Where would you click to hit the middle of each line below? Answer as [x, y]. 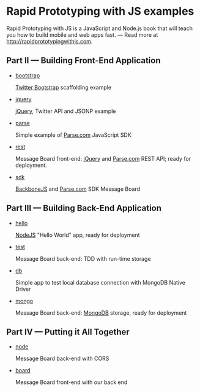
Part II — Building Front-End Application [83, 60]
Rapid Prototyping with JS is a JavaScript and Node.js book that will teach [99, 28]
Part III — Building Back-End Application [84, 208]
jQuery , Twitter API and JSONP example [65, 111]
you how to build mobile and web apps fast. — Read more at [82, 34]
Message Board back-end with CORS [62, 359]
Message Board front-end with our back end [71, 382]
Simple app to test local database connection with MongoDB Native [100, 282]
